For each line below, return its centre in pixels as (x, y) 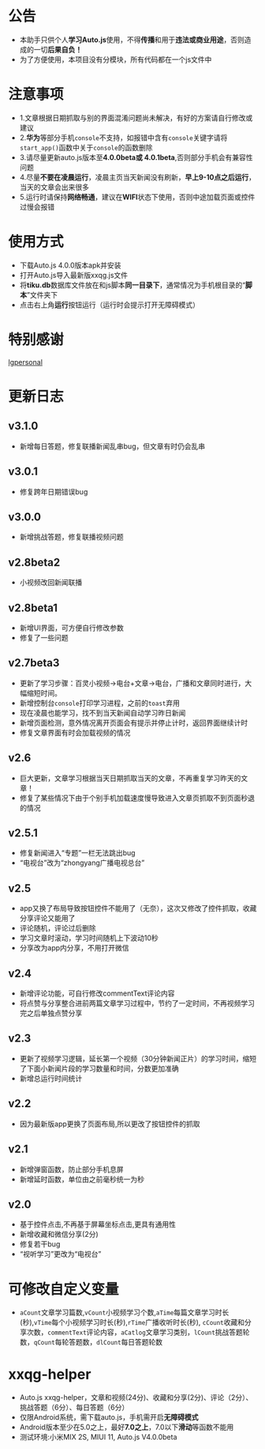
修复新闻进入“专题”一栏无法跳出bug (77, 853)
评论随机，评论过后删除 (58, 928)
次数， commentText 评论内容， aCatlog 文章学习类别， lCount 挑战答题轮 (138, 1332)
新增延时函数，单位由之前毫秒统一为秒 (82, 1179)
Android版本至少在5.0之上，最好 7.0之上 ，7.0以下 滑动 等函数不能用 (127, 1427)
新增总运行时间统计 (51, 1078)
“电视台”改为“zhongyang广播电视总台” (82, 863)
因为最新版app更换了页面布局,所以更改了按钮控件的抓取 (110, 1124)
